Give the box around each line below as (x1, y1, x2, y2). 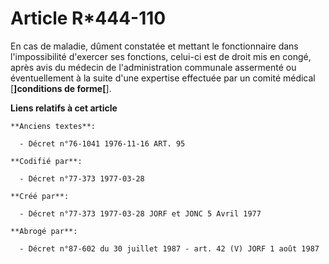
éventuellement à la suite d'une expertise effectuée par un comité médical (10, 72, 316, 84)
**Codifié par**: (10, 156, 83, 166)
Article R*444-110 (10, 7, 167, 30)
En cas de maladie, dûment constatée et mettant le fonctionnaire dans (10, 40, 299, 52)
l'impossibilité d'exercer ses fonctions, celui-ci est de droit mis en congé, (10, 50, 312, 62)
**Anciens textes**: (10, 121, 97, 131)
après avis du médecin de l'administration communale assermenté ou (10, 61, 297, 73)
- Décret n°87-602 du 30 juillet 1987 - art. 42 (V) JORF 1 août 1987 (19, 243, 320, 254)
